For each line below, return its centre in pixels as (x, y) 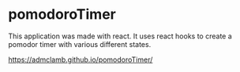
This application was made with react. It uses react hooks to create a (120, 36)
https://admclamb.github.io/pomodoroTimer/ (81, 59)
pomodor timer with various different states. (80, 44)
